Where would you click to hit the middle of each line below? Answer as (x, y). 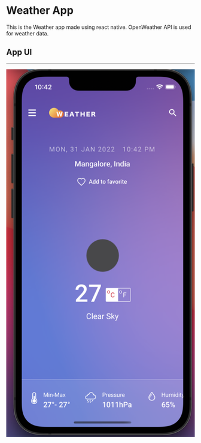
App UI (19, 53)
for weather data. (28, 33)
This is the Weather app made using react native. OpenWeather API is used (99, 27)
